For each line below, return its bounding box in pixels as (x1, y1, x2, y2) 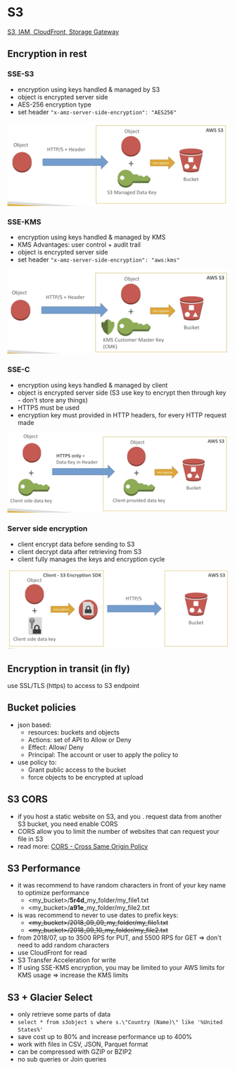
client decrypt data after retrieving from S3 (17, 547, 142, 555)
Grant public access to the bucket (27, 765, 127, 774)
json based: (17, 720, 51, 729)
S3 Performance (7, 862, 81, 874)
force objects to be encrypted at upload (27, 773, 144, 781)
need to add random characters (17, 941, 110, 949)
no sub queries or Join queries (17, 1055, 107, 1064)
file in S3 (17, 835, 44, 843)
